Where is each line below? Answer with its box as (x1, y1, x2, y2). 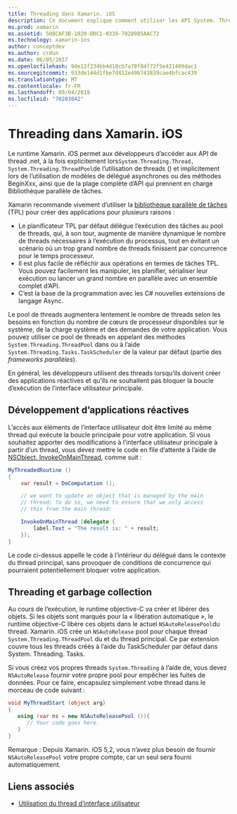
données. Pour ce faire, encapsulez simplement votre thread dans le (8, 679, 206, 687)
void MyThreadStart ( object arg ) (8, 700, 106, 707)
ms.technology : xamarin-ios (8, 37, 91, 44)
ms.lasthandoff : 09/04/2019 (8, 89, 91, 96)
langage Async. (18, 296, 64, 305)
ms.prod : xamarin (8, 23, 59, 30)
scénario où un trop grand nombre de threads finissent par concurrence (18, 244, 227, 253)
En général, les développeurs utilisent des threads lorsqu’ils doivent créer (8, 368, 221, 377)
